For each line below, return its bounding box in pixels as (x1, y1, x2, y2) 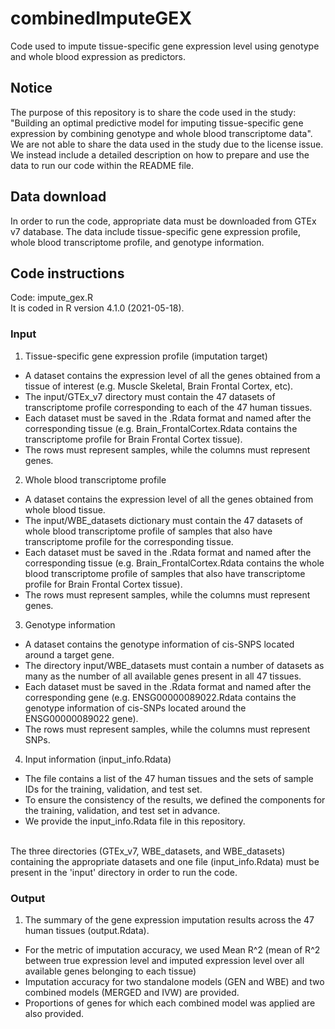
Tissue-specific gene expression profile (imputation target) (24, 350, 268, 362)
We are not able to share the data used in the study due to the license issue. (10, 138, 324, 150)
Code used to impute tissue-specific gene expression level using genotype (10, 40, 320, 52)
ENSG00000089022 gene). (24, 712, 139, 724)
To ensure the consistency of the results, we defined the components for (24, 793, 326, 806)
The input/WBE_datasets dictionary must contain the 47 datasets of (24, 514, 304, 526)
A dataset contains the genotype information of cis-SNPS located (24, 638, 295, 650)
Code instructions (10, 265, 125, 282)
